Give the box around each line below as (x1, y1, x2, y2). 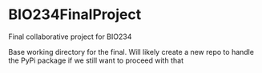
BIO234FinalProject (8, 6, 142, 24)
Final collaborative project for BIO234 (8, 32, 132, 41)
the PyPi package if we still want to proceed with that (8, 56, 184, 65)
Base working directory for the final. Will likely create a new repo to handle (8, 47, 255, 56)
